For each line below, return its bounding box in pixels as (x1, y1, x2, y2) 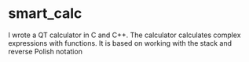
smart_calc (8, 5, 82, 22)
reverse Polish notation (8, 46, 82, 56)
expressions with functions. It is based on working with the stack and (8, 38, 233, 47)
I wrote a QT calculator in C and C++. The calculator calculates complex (8, 30, 241, 40)
